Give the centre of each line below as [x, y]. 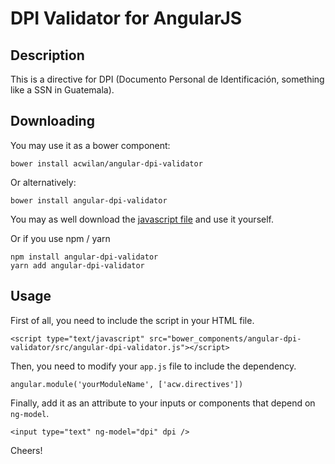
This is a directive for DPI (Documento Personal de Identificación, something [167, 79]
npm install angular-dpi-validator [84, 257]
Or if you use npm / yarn [60, 238]
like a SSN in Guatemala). [62, 90]
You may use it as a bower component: [90, 145]
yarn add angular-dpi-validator [77, 265]
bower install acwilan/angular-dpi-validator [106, 163]
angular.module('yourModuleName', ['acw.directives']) [127, 384]
